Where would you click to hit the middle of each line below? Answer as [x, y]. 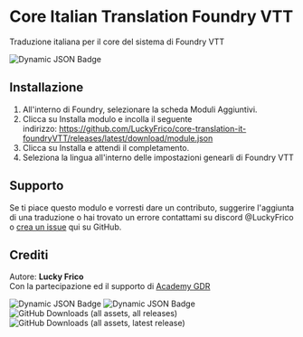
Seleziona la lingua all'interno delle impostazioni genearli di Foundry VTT [158, 157]
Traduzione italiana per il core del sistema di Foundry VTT [117, 42]
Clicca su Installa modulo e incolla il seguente [107, 118]
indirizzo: [39, 128]
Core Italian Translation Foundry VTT [151, 17]
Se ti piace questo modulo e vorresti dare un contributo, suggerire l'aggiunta [152, 207]
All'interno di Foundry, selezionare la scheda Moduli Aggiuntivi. [140, 109]
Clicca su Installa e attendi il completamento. [106, 147]
